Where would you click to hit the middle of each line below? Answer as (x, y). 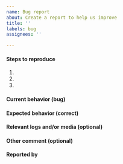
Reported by (22, 154)
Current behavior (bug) (36, 99)
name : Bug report (28, 12)
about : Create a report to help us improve (62, 18)
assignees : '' (24, 34)
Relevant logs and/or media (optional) (55, 127)
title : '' (19, 23)
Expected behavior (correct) (43, 113)
